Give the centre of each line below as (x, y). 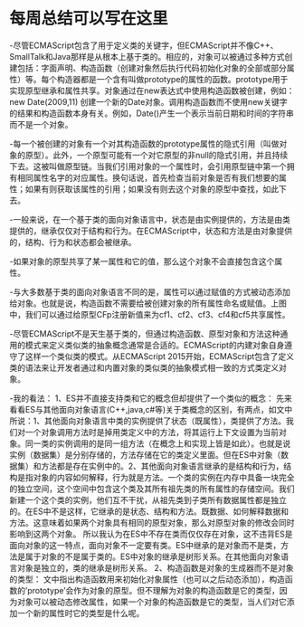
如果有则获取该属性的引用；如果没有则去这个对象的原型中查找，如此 (152, 189)
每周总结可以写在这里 (89, 19)
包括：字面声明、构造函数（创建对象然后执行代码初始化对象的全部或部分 (152, 68)
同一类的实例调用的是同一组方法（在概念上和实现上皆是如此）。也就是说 (158, 443)
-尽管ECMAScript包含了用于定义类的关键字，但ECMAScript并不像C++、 (144, 45)
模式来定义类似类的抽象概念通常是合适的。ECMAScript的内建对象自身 (155, 345)
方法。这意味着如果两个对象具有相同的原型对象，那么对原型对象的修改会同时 (152, 522)
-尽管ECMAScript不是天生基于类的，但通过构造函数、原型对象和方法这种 (145, 333)
